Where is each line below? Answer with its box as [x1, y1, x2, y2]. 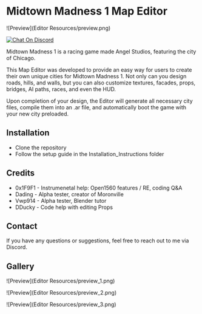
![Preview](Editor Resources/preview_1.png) [6, 278, 115, 285]
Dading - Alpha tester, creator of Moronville [15, 190, 124, 198]
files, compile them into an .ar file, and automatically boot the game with [6, 103, 187, 111]
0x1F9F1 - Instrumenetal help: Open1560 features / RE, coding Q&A [15, 184, 183, 191]
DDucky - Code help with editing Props [15, 203, 113, 211]
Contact [6, 220, 38, 231]
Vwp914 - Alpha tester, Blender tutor [15, 197, 107, 204]
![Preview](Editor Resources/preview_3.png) [6, 301, 116, 308]
